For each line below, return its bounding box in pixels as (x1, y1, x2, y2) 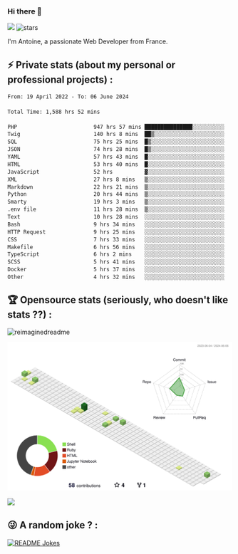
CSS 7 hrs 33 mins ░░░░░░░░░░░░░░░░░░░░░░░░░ (7, 236, 224, 243)
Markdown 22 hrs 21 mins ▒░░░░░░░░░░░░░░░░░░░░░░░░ (7, 183, 224, 191)
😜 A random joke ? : (7, 519, 98, 531)
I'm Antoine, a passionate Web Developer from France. (7, 37, 168, 46)
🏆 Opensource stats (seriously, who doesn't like (7, 294, 229, 306)
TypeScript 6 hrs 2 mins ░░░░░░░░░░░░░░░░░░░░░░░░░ (7, 251, 224, 258)
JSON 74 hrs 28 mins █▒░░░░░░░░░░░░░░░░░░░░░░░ (7, 146, 224, 153)
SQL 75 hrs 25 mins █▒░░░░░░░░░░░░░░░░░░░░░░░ (7, 138, 224, 145)
